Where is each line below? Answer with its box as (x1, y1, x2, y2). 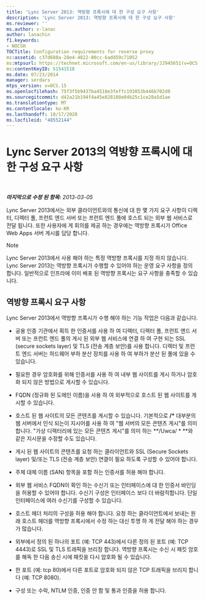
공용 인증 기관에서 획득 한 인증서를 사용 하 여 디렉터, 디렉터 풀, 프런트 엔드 (15, 327, 191, 334)
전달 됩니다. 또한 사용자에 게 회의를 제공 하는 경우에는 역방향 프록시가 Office (6, 222, 187, 229)
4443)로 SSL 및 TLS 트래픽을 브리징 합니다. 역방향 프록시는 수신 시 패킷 (15, 546, 187, 553)
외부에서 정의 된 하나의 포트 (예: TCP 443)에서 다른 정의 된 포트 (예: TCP (15, 538, 189, 545)
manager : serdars (6, 77, 51, 83)
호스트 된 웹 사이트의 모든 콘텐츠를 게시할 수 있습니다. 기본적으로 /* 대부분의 (15, 412, 196, 419)
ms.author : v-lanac (6, 26, 56, 32)
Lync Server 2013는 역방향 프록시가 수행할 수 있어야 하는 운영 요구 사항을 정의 (6, 262, 193, 269)
